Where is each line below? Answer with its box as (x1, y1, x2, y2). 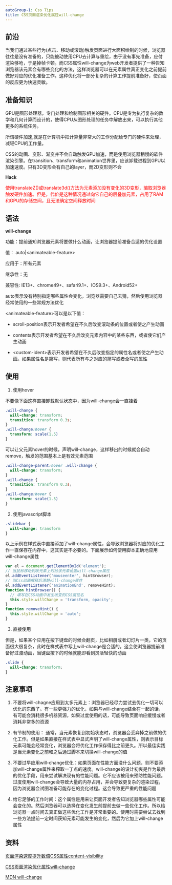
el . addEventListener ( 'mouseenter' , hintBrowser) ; (5, 573, 114, 579)
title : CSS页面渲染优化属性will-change (5, 12, 84, 17)
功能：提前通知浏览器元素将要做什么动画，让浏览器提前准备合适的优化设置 (5, 238, 162, 244)
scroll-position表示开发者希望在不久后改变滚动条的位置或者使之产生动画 (12, 321, 165, 327)
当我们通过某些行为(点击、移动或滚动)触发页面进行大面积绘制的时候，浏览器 (5, 47, 166, 53)
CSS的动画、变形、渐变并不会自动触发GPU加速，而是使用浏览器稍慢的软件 (5, 151, 163, 157)
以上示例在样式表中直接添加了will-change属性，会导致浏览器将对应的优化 (5, 541, 160, 547)
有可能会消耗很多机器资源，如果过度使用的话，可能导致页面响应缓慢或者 (12, 712, 165, 718)
